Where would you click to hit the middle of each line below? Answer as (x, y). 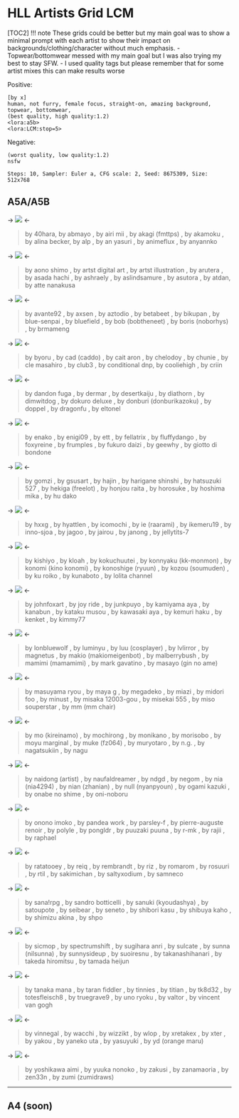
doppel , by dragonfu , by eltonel (73, 409)
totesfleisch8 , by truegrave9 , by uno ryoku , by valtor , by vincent (122, 997)
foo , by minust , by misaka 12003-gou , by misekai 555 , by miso (120, 699)
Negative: (21, 142)
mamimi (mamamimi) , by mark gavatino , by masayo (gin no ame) (121, 663)
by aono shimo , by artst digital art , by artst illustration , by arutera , (124, 270)
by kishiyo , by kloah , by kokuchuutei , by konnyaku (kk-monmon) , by (128, 560)
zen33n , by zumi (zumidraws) (69, 1077)
